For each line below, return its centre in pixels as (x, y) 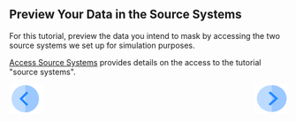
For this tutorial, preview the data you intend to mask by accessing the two (145, 35)
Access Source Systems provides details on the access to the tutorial (135, 62)
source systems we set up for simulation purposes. (102, 45)
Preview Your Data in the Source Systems (125, 15)
